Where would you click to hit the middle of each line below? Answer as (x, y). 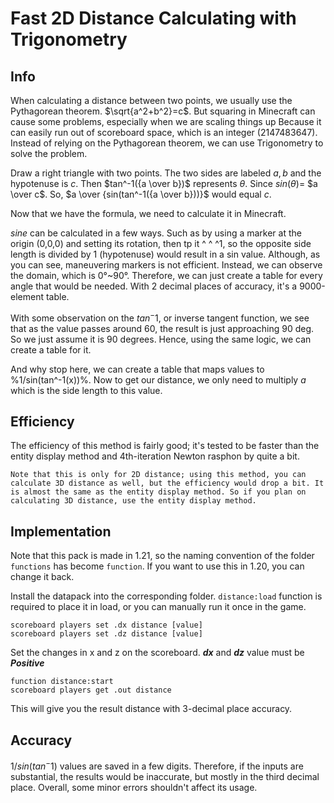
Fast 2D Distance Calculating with (153, 18)
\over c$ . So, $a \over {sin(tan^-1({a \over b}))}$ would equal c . (141, 194)
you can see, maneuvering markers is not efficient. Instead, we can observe (166, 265)
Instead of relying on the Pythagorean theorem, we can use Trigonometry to (167, 143)
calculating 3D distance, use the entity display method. (133, 501)
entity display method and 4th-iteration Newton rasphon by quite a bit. (155, 456)
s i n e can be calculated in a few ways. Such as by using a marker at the (156, 233)
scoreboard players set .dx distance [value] (106, 625)
